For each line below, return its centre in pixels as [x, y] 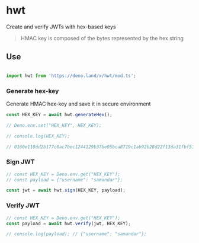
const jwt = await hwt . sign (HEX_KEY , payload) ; [66, 190]
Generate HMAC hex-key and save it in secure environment [78, 104]
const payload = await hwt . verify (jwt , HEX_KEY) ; [69, 223]
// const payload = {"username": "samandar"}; [65, 180]
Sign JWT [20, 162]
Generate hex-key [33, 91]
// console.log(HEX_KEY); [38, 136]
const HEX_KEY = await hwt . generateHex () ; [59, 114]
